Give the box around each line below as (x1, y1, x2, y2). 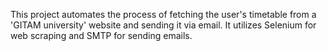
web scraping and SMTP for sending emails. (10, 30, 193, 41)
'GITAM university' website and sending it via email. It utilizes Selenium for (10, 19, 317, 31)
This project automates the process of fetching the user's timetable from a (10, 9, 317, 20)
